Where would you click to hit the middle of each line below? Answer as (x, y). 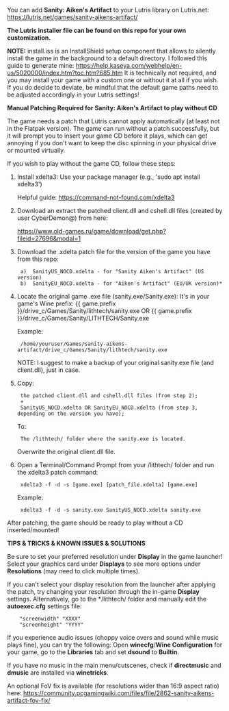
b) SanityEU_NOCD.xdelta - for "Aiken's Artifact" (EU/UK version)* (121, 284)
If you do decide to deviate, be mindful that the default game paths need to (113, 87)
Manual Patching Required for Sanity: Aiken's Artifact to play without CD (112, 108)
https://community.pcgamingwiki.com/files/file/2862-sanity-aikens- (119, 693)
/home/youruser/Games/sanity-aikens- (74, 344)
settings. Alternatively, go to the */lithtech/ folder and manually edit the (107, 599)
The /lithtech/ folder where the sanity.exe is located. (103, 439)
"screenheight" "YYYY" (52, 625)
